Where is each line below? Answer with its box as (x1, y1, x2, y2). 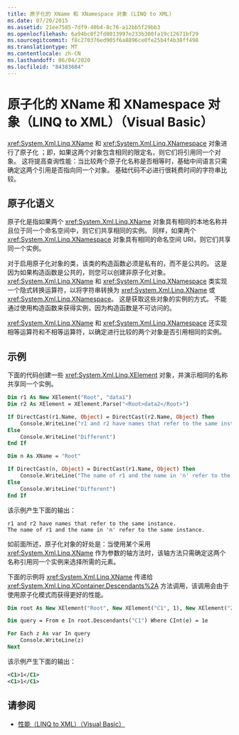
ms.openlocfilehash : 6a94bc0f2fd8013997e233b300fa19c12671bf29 (7, 30, 199, 38)
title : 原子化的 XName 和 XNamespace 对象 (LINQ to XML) (7, 10, 172, 18)
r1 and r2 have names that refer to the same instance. (7, 520, 176, 527)
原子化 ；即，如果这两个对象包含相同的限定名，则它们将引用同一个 (19, 147, 215, 157)
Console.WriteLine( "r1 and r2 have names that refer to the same (20, 420, 218, 427)
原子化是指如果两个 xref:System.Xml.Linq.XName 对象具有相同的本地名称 (7, 218, 222, 226)
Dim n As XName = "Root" (7, 453, 81, 460)
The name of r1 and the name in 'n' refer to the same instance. (7, 526, 205, 534)
